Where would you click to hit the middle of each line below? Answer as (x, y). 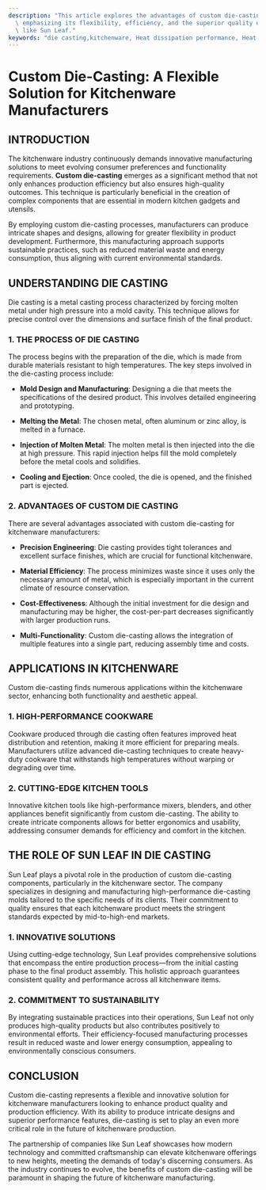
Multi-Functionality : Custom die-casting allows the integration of (126, 635)
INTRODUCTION (49, 139)
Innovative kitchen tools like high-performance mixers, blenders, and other (130, 806)
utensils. (22, 209)
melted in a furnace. (52, 429)
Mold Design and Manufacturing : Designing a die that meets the (125, 389)
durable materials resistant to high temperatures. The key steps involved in (130, 365)
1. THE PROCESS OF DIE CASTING (74, 339)
